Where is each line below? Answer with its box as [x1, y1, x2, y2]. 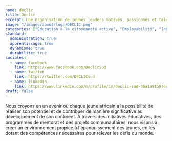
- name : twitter [10, 70, 45, 75]
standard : [5, 31, 27, 36]
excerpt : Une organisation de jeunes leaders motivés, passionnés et [5, 17, 157, 22]
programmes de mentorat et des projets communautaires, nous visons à [5, 119, 158, 125]
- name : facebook [10, 60, 47, 65]
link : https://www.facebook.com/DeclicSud [14, 65, 106, 70]
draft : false [5, 88, 33, 94]
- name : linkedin [10, 79, 47, 84]
